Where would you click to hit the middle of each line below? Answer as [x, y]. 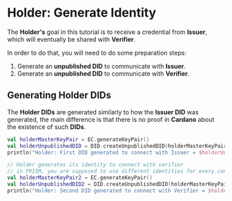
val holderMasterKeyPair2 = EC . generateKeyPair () [80, 178]
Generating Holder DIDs [59, 95]
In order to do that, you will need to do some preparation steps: [97, 53]
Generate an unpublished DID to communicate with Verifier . [103, 73]
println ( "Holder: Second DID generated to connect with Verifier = [106, 191]
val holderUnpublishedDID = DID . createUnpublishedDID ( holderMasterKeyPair [117, 146]
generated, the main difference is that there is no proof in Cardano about [111, 119]
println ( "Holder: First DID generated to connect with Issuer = [101, 152]
